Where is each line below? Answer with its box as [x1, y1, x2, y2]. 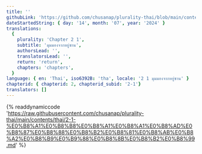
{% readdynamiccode [6, 103, 60, 110]
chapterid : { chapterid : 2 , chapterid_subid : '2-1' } [6, 81, 141, 87]
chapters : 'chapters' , [17, 64, 74, 71]
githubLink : [6, 14, 36, 20]
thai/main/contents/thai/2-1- [6, 116, 76, 123]
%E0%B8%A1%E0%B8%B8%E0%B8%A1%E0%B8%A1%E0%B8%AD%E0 [6, 122, 192, 129]
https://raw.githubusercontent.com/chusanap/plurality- [8, 109, 144, 117]
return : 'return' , [17, 59, 63, 65]
